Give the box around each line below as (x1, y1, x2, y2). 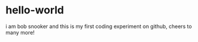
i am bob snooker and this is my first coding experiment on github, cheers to (5, 23, 192, 30)
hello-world (5, 3, 65, 17)
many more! (5, 29, 35, 36)
